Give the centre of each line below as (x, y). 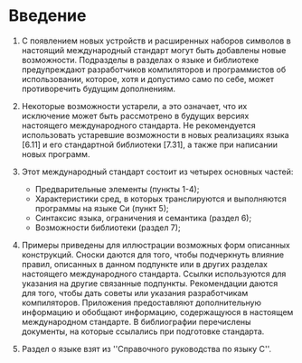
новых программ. (56, 154)
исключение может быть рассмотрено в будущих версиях (135, 116)
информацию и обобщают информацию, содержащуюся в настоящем (157, 312)
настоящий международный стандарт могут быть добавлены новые (154, 50)
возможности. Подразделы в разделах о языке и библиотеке (140, 60)
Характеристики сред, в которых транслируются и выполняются (160, 199)
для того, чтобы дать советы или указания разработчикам (135, 293)
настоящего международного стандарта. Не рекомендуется (139, 125)
